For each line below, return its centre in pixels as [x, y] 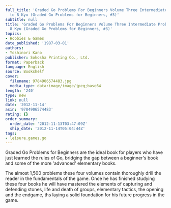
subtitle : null [21, 19]
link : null [17, 100]
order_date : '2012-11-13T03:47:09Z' [49, 124]
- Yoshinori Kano [24, 53]
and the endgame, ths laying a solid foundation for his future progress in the [85, 195]
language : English [25, 67]
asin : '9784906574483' [29, 110]
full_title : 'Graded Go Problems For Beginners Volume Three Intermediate [86, 10]
